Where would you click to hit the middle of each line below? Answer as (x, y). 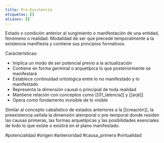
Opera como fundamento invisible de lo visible (60, 100)
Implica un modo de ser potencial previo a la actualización (72, 63)
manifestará (25, 74)
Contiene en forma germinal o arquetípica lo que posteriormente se (82, 68)
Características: (21, 53)
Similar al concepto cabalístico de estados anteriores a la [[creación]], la (80, 110)
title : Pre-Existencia (29, 10)
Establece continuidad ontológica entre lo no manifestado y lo (76, 79)
